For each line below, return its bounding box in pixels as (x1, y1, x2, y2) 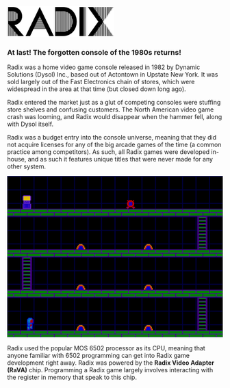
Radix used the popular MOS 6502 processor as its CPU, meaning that (7, 344, 205, 352)
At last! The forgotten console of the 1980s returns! (7, 47, 181, 57)
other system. (7, 162, 47, 170)
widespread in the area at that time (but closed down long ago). (7, 85, 186, 93)
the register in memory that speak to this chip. (7, 373, 137, 381)
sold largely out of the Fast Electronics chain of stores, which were (7, 78, 195, 86)
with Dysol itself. (7, 120, 53, 129)
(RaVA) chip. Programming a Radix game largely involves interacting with (7, 365, 214, 374)
